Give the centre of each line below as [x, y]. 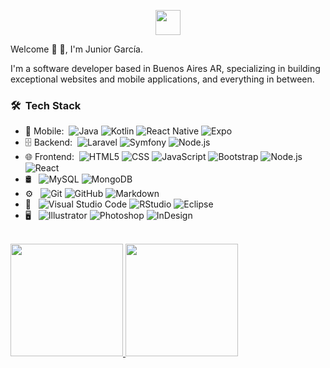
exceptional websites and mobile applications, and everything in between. [162, 79]
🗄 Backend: [48, 142]
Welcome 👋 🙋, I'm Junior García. [76, 49]
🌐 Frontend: [49, 157]
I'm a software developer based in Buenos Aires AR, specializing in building [165, 68]
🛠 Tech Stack [46, 105]
